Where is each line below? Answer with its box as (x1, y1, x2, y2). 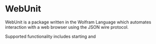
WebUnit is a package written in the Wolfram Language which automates (5, 19, 152, 25)
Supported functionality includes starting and (5, 33, 96, 39)
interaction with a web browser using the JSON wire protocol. (5, 24, 129, 30)
